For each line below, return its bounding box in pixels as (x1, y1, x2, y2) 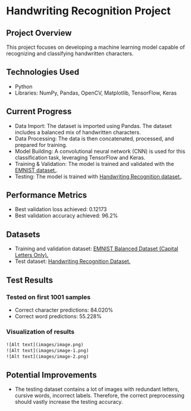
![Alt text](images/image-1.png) (6, 348, 89, 354)
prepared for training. (14, 141, 67, 148)
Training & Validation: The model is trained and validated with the (14, 160, 174, 167)
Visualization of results (6, 327, 75, 335)
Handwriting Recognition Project (6, 4, 171, 18)
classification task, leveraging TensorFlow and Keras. (14, 153, 146, 161)
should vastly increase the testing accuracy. (14, 399, 123, 406)
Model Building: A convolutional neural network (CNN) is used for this (14, 148, 186, 155)
